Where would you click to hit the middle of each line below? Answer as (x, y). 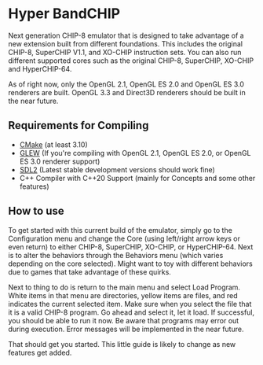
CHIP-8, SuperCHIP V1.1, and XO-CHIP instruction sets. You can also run (125, 52)
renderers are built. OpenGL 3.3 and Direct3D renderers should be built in (127, 92)
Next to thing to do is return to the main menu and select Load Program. (124, 287)
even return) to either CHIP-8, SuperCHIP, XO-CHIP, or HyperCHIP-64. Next (131, 247)
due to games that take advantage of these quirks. (89, 271)
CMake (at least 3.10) (53, 144)
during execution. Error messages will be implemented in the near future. (126, 329)
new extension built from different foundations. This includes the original (126, 43)
